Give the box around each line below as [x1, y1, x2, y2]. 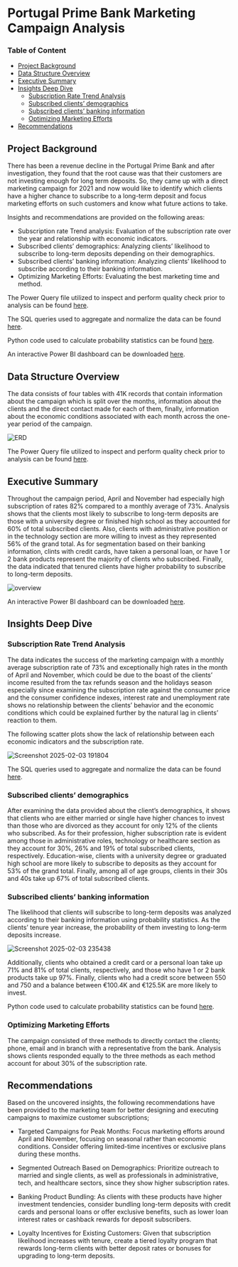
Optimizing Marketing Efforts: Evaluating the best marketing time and [17, 272, 220, 281]
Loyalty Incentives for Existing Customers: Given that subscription [17, 1229, 211, 1238]
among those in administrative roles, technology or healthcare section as [7, 836, 221, 845]
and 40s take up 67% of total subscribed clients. [7, 874, 150, 882]
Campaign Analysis [7, 20, 126, 36]
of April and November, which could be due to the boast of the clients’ [7, 670, 213, 679]
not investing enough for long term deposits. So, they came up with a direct [7, 176, 229, 186]
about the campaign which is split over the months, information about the [7, 397, 222, 406]
